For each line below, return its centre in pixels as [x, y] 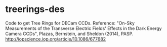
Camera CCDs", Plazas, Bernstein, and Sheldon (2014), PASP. [69, 33]
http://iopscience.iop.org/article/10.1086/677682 [56, 39]
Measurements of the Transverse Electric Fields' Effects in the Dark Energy [83, 28]
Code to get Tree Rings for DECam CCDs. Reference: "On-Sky [70, 23]
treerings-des [35, 9]
